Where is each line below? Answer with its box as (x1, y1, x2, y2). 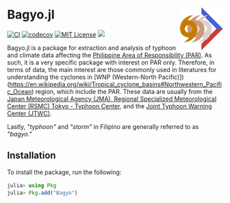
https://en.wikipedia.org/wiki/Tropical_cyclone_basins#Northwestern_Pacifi (9, 80, 222, 88)
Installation (7, 150, 56, 161)
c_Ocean (7, 87, 32, 95)
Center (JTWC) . (7, 109, 52, 117)
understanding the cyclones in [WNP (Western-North (7, 73, 157, 81)
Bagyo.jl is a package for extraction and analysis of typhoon (7, 43, 177, 51)
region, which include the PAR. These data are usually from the (35, 87, 213, 95)
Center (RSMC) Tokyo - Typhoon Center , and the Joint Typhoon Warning (7, 101, 212, 110)
